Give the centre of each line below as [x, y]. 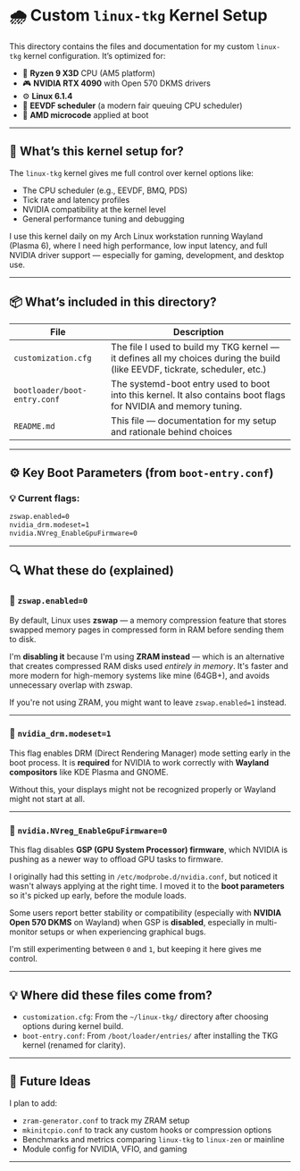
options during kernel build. [73, 1025]
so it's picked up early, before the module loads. [98, 896]
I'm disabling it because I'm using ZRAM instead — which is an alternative [147, 657]
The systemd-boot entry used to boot [191, 383]
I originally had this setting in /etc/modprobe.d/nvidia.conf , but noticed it [144, 877]
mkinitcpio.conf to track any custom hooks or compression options [147, 1130]
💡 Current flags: [45, 498]
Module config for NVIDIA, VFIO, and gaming [104, 1149]
